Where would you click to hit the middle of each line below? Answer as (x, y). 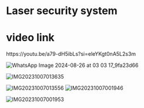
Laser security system (62, 11)
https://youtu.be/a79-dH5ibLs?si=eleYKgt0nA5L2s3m (71, 54)
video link (30, 38)
